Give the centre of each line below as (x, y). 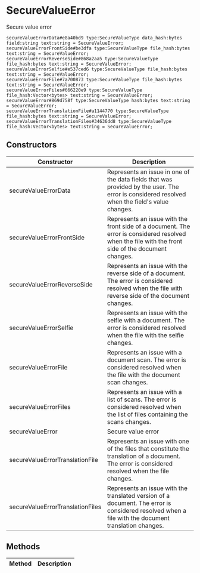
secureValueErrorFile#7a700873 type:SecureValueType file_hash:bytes (94, 79)
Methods (23, 547)
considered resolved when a (146, 510)
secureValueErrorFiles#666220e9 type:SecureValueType (74, 90)
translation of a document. (144, 456)
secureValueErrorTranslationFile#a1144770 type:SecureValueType (87, 111)
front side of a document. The (149, 226)
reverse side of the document (148, 295)
